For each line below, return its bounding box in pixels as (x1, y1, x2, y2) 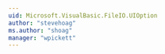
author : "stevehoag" (8, 19, 77, 27)
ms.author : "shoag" (8, 26, 73, 34)
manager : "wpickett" (8, 33, 77, 42)
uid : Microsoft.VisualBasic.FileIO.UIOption (8, 11, 158, 20)
